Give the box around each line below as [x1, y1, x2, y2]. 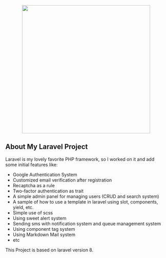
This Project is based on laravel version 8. [5, 247, 94, 253]
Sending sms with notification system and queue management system [12, 221, 161, 227]
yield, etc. [12, 204, 34, 210]
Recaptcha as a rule [12, 182, 55, 188]
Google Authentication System [12, 171, 77, 177]
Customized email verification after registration [12, 177, 112, 183]
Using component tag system [12, 226, 75, 232]
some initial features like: [5, 162, 58, 168]
